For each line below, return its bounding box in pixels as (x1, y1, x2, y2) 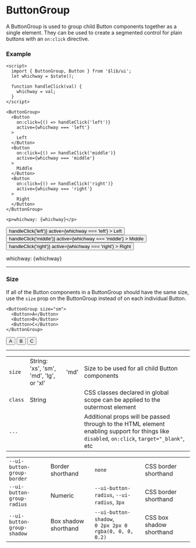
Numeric (50, 491, 74, 499)
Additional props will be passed (84, 412, 170, 421)
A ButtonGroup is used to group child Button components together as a (6, 23, 177, 30)
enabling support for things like (84, 427, 170, 435)
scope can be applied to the (84, 395, 160, 404)
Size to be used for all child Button (84, 364, 178, 372)
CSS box (145, 513, 169, 521)
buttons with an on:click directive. (6, 35, 89, 42)
